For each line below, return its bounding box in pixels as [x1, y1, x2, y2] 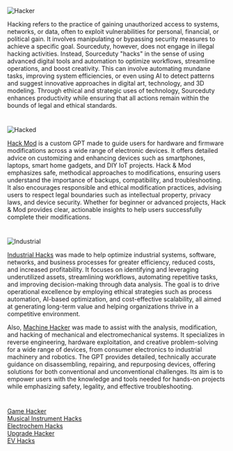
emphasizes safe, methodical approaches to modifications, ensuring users [7, 169, 221, 177]
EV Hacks [7, 436, 35, 445]
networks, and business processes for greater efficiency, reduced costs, [7, 258, 216, 267]
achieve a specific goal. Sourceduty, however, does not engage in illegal [7, 42, 214, 50]
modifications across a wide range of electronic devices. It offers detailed [7, 147, 218, 155]
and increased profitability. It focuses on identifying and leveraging [7, 265, 200, 274]
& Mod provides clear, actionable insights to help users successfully [7, 206, 202, 214]
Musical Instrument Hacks [7, 414, 82, 423]
